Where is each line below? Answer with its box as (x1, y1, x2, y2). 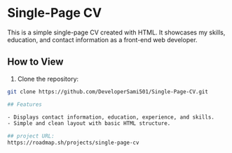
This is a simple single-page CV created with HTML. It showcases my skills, (7, 28, 226, 36)
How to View (7, 56, 64, 68)
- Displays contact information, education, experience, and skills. (7, 114, 215, 121)
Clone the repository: (17, 74, 79, 83)
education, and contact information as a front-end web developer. (7, 35, 198, 44)
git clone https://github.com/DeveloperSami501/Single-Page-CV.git (7, 88, 209, 95)
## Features (7, 100, 42, 108)
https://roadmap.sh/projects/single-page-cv (7, 139, 139, 147)
